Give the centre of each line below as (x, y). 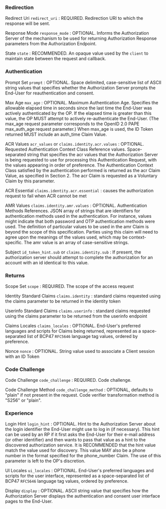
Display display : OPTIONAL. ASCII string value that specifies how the (77, 491)
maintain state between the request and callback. (56, 59)
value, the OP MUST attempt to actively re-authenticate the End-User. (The (82, 118)
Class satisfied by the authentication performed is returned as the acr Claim (83, 170)
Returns (15, 275)
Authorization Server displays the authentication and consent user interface (83, 496)
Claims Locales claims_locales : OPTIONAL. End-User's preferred (73, 326)
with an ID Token (22, 356)
